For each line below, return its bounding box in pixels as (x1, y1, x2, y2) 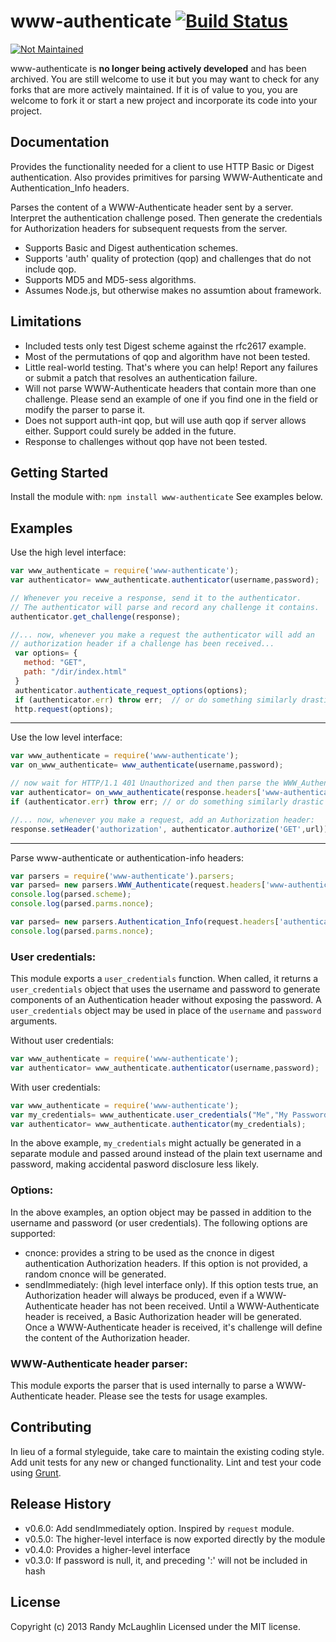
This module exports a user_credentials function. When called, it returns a (10, 973, 319, 985)
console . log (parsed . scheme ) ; (10, 890, 132, 900)
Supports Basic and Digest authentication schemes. (24, 241, 239, 254)
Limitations (10, 313, 82, 330)
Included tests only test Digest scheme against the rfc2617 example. (24, 340, 307, 352)
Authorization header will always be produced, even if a (24, 1289, 255, 1301)
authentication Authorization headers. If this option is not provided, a (24, 1257, 308, 1269)
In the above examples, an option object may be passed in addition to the (10, 1206, 312, 1218)
